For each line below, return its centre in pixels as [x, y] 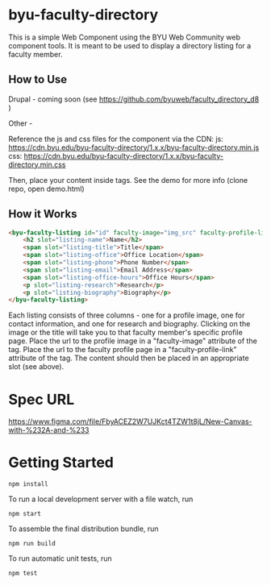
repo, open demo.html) [46, 189]
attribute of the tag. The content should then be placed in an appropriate [129, 358]
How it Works [43, 214]
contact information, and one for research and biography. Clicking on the [129, 324]
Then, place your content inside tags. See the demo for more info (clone [128, 180]
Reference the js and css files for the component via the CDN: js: [116, 139]
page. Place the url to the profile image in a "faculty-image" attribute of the [133, 341]
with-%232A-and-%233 [49, 430]
